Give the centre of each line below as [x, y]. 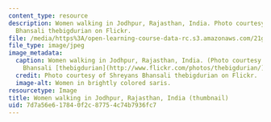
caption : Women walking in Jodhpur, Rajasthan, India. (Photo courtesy [139, 61]
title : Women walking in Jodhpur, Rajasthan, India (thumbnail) [119, 98]
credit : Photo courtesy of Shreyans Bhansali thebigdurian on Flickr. [137, 75]
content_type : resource [48, 16]
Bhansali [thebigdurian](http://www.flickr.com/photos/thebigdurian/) [144, 68]
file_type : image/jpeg [46, 46]
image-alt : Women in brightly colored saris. [94, 83]
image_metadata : [35, 53]
